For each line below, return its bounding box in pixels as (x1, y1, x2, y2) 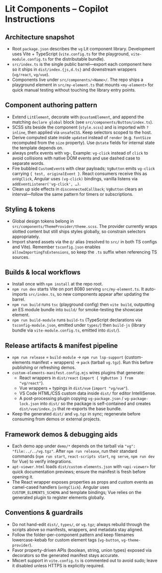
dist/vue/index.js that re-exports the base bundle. (19, 406, 122, 412)
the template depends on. (12, 144, 64, 151)
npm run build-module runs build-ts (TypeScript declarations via (12, 317, 142, 323)
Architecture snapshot (5, 33, 75, 41)
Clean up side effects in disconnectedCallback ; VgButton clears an (12, 186, 143, 192)
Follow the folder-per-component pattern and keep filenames (12, 532, 134, 538)
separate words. (12, 160, 45, 166)
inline (12, 130, 26, 135)
